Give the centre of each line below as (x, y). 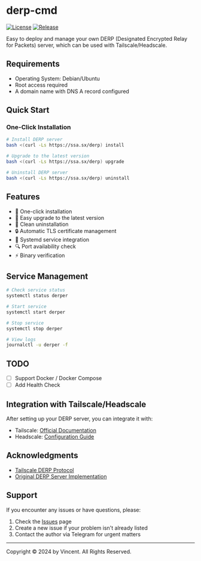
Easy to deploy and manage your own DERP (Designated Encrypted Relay (97, 38)
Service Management (47, 276)
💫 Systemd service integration (52, 239)
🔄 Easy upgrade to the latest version (60, 217)
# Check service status (36, 290)
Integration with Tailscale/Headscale (76, 404)
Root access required (41, 85)
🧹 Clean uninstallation (42, 224)
